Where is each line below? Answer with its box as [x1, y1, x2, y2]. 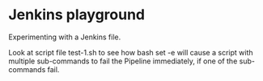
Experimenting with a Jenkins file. [8, 32, 121, 42]
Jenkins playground [8, 6, 146, 24]
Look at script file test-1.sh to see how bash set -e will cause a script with [8, 47, 253, 57]
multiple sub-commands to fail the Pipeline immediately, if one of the [8, 56, 238, 66]
